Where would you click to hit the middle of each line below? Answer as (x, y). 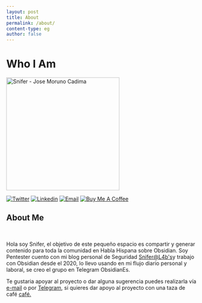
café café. (19, 294)
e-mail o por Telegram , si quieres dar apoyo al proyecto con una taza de (96, 287)
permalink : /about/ (31, 23)
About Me (25, 218)
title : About (23, 17)
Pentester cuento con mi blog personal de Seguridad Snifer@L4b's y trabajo (100, 257)
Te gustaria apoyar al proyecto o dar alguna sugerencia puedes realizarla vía (101, 281)
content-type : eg (28, 29)
